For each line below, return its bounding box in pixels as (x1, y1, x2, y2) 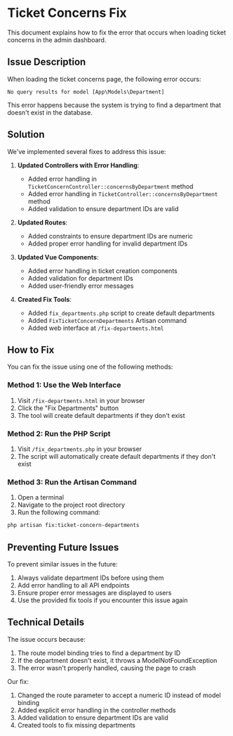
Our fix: (7, 677, 29, 685)
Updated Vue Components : (17, 253, 99, 261)
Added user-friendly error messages (27, 281, 134, 290)
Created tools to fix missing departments (17, 721, 135, 729)
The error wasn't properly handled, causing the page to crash (17, 664, 197, 672)
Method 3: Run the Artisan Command (7, 477, 137, 487)
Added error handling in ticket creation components (27, 266, 178, 275)
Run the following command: (17, 508, 100, 516)
